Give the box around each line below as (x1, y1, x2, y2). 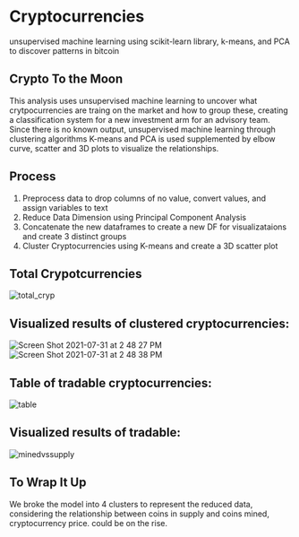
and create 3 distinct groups (21, 230, 127, 241)
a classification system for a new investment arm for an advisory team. (9, 114, 270, 125)
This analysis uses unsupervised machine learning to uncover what (9, 95, 258, 106)
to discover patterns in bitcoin (9, 45, 120, 56)
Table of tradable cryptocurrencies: (9, 375, 212, 391)
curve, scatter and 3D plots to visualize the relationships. (9, 143, 219, 153)
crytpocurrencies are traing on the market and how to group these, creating (9, 105, 288, 116)
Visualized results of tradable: (9, 425, 181, 440)
